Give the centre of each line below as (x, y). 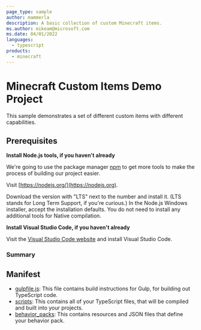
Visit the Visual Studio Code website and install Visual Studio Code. (89, 239)
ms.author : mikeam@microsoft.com (48, 29)
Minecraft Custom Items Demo (84, 86)
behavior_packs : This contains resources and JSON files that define (99, 314)
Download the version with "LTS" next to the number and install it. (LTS (94, 197)
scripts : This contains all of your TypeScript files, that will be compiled (102, 302)
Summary (21, 255)
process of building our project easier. (53, 173)
